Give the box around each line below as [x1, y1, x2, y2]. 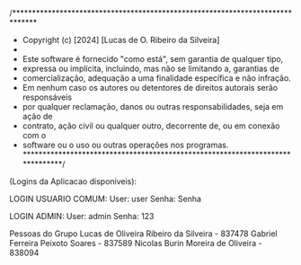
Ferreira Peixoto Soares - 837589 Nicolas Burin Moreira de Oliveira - [9, 238, 262, 248]
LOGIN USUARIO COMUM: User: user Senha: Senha [9, 193, 202, 204]
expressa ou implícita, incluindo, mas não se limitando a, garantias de [22, 63, 280, 74]
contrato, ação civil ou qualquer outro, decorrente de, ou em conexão [22, 120, 280, 131]
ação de [22, 111, 53, 121]
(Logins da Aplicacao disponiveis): [9, 176, 137, 187]
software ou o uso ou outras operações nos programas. [22, 139, 229, 150]
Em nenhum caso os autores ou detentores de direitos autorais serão [22, 83, 279, 93]
